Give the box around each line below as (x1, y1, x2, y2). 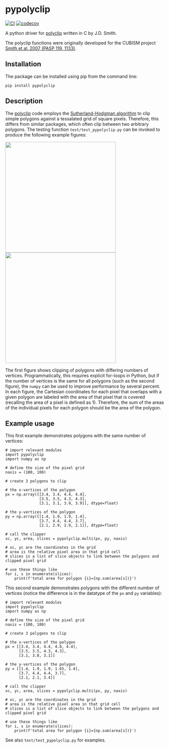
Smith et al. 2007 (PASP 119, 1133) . (5, 45, 77, 51)
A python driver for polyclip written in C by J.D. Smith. (5, 30, 117, 36)
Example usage (5, 419, 54, 428)
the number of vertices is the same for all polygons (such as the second (5, 378, 155, 384)
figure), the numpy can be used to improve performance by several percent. (5, 383, 160, 389)
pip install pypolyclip (5, 83, 55, 88)
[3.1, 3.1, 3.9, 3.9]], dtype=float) (39, 501, 119, 506)
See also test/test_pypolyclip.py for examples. (5, 737, 106, 743)
